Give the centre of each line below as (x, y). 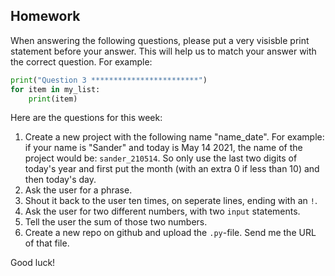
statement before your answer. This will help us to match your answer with (163, 51)
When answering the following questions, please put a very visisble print (160, 40)
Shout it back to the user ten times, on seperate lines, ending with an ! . (171, 201)
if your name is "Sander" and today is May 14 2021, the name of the (163, 148)
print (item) (53, 99)
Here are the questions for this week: (86, 118)
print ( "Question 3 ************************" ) (109, 80)
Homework (45, 16)
